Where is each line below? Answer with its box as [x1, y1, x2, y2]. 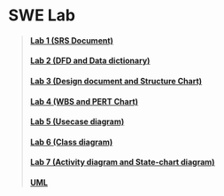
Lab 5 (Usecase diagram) [29, 116, 125, 127]
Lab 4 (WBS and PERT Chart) [29, 96, 139, 106]
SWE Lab [8, 5, 76, 26]
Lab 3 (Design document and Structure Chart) [29, 75, 203, 86]
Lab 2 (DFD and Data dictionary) [29, 55, 151, 67]
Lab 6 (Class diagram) [29, 137, 113, 147]
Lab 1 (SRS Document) [29, 35, 114, 45]
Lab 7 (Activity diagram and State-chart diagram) [29, 157, 215, 168]
